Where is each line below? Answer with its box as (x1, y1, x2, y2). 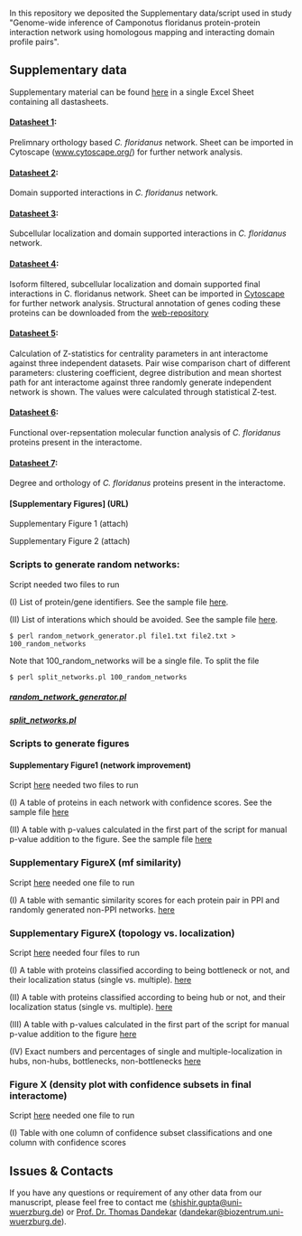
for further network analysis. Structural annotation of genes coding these (9, 297, 281, 308)
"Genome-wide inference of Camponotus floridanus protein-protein (9, 17, 261, 28)
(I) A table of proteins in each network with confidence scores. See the (9, 797, 272, 808)
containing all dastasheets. (9, 96, 109, 107)
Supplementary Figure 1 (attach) (9, 519, 129, 529)
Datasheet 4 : (9, 258, 59, 269)
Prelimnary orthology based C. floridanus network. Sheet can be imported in (9, 137, 294, 148)
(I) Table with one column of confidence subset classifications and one (9, 1128, 273, 1138)
